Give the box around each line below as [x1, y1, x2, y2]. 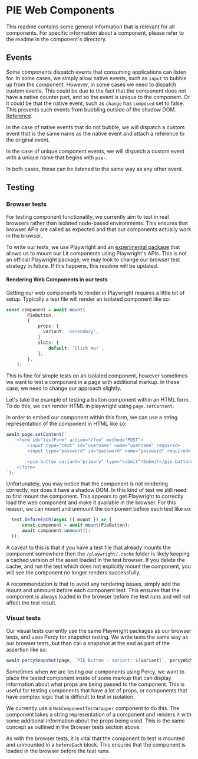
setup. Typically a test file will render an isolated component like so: [6, 295, 171, 303]
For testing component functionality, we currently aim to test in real [6, 213, 169, 221]
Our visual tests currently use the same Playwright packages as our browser [6, 627, 192, 635]
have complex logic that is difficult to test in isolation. [6, 694, 135, 701]
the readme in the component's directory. [6, 35, 107, 42]
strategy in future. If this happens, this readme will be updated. [6, 262, 159, 270]
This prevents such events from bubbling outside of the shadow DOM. [6, 106, 177, 113]
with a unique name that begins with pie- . [6, 154, 108, 161]
